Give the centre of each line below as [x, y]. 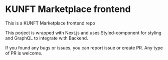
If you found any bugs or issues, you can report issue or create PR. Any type [84, 47]
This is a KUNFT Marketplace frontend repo [50, 23]
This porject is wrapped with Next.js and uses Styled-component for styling [83, 32]
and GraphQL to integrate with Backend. [47, 38]
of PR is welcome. [24, 53]
